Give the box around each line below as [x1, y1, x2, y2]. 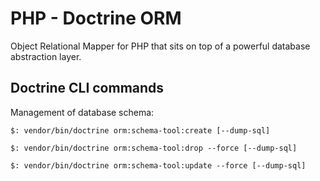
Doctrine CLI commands [10, 80, 165, 97]
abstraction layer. [10, 50, 82, 62]
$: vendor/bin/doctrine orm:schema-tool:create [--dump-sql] [10, 125, 271, 136]
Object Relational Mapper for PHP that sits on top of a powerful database [10, 40, 311, 52]
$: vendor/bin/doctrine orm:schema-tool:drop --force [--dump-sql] [10, 143, 298, 153]
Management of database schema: [10, 106, 155, 118]
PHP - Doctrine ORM [10, 7, 182, 30]
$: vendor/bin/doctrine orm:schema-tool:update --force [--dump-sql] [10, 160, 307, 171]
